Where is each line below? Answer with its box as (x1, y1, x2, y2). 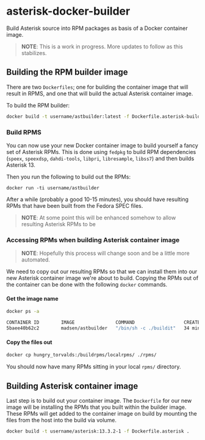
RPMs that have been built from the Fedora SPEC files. (6, 202, 143, 209)
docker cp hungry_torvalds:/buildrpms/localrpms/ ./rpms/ (6, 352, 157, 358)
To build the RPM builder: (6, 101, 70, 109)
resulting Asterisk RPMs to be (21, 220, 96, 227)
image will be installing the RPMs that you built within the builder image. (6, 403, 187, 411)
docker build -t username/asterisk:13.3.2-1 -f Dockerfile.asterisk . (6, 428, 190, 435)
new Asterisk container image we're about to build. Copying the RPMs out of (6, 274, 199, 282)
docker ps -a (6, 309, 40, 315)
